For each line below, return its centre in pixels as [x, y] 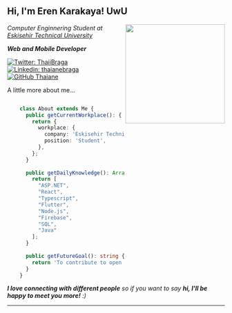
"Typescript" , [58, 199]
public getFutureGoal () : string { [75, 256]
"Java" [47, 230]
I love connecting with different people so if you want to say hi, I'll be [107, 288]
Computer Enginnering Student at [55, 28]
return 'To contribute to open [77, 262]
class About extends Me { [57, 109]
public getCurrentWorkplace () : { [74, 115]
